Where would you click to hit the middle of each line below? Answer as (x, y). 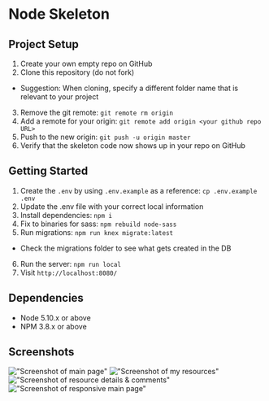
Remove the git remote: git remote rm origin (96, 112)
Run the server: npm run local (71, 264)
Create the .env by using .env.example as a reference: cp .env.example (139, 190)
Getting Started (48, 171)
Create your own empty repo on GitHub (86, 63)
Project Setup (44, 44)
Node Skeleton (59, 14)
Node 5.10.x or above (55, 317)
